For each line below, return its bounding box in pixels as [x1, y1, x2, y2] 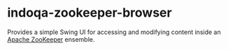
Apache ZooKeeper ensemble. [7, 35, 95, 43]
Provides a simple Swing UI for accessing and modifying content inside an [7, 28, 222, 36]
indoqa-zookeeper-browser [7, 5, 173, 21]
